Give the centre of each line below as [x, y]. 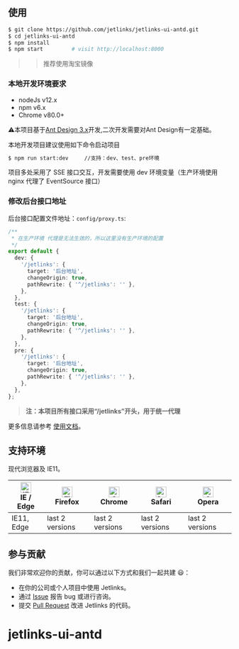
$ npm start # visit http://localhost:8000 [86, 49]
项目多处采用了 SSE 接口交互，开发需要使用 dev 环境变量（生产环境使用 [113, 172]
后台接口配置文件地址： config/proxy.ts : [67, 218]
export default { [34, 251]
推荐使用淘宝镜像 [68, 64]
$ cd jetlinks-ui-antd [41, 36]
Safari [161, 502]
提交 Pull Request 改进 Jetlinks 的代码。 [76, 606]
